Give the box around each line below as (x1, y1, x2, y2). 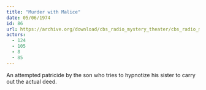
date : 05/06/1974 (6, 15, 51, 21)
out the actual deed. (6, 78, 57, 85)
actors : (6, 32, 26, 38)
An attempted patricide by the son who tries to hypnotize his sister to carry (6, 71, 196, 78)
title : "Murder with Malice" (6, 9, 81, 15)
